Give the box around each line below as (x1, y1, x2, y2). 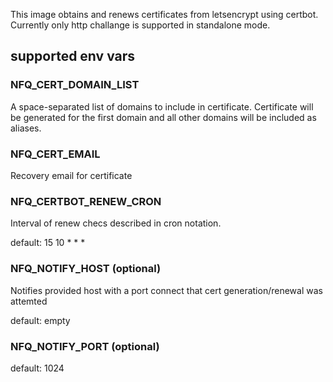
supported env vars (10, 48, 136, 65)
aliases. (10, 122, 42, 134)
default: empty (10, 314, 71, 326)
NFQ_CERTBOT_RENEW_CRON (10, 194, 162, 208)
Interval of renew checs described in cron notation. (10, 217, 222, 229)
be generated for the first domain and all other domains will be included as (10, 111, 317, 123)
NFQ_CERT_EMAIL (10, 147, 101, 161)
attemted (10, 295, 48, 307)
